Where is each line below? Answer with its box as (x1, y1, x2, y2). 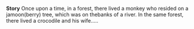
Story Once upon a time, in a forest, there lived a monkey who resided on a (6, 5, 189, 12)
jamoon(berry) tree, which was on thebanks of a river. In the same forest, (6, 11, 184, 18)
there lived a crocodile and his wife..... (6, 17, 98, 24)
